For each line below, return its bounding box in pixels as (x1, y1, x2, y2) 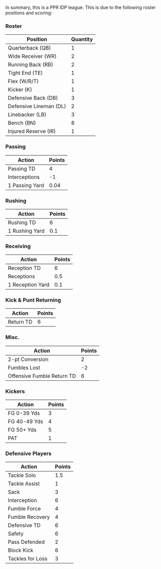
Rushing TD (8, 219, 36, 226)
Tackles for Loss (8, 555, 48, 562)
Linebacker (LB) (8, 111, 47, 118)
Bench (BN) (8, 119, 36, 127)
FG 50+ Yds (8, 426, 37, 434)
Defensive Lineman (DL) (8, 103, 67, 110)
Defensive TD (8, 522, 41, 529)
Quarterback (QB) (8, 45, 51, 52)
